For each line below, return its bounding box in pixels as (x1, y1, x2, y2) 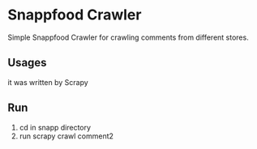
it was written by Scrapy (7, 77, 88, 87)
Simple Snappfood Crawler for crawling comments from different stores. (7, 32, 249, 42)
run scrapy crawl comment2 (19, 131, 114, 141)
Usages (7, 56, 47, 70)
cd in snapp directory (19, 122, 91, 132)
